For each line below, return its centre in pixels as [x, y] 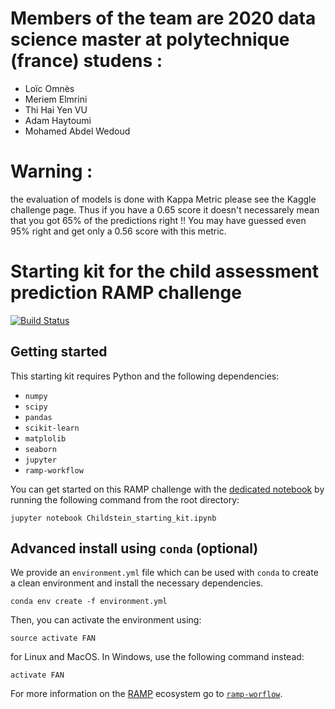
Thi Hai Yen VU [56, 109]
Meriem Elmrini [56, 99]
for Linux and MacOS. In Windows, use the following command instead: [157, 657]
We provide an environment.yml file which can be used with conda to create [164, 573]
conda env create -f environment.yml [89, 602]
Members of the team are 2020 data [163, 18]
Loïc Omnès [49, 88]
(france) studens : [86, 61]
